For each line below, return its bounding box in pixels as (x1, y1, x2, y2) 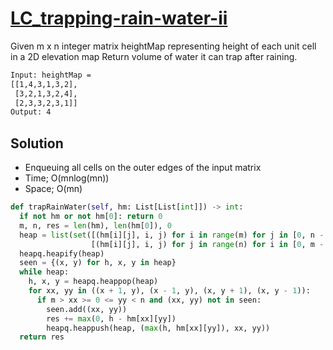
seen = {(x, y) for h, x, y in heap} (19, 258, 177, 268)
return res (19, 332, 65, 342)
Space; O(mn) (24, 183, 83, 195)
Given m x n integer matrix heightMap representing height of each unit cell (10, 40, 317, 52)
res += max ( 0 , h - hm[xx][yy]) (46, 313, 177, 324)
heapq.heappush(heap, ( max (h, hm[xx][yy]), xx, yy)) (46, 323, 271, 333)
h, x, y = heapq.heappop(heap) (28, 277, 159, 287)
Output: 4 (10, 107, 52, 117)
